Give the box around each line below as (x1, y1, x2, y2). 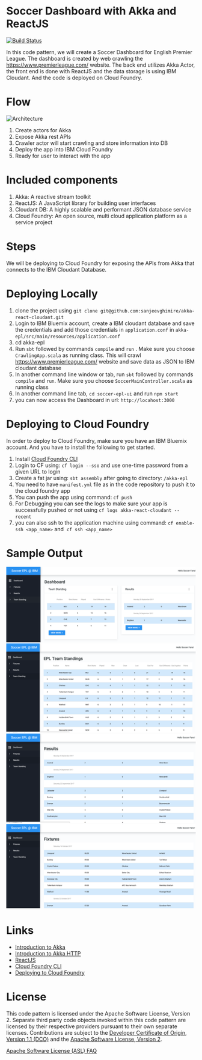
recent (14, 514, 32, 520)
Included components (6, 173, 118, 187)
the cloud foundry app (14, 487, 70, 494)
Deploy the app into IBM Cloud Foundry (14, 145, 113, 153)
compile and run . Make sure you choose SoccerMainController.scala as (14, 377, 192, 384)
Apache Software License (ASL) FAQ (6, 1047, 97, 1054)
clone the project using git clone (14, 306, 98, 314)
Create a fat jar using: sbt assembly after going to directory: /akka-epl (14, 474, 188, 481)
